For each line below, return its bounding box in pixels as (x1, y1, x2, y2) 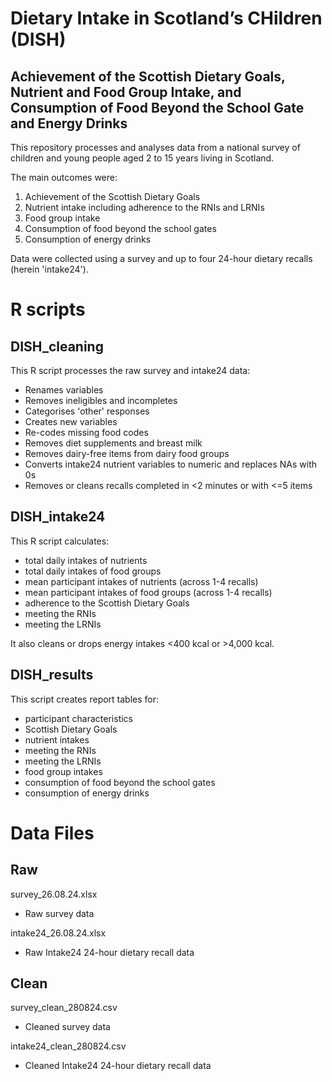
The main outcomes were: (10, 172, 118, 183)
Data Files (10, 822, 95, 844)
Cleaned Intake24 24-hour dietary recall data (24, 1060, 212, 1072)
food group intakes (24, 765, 103, 777)
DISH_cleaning (10, 338, 104, 355)
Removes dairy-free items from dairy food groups (24, 448, 230, 459)
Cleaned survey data (24, 1021, 111, 1033)
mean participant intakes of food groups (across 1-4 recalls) (24, 586, 273, 598)
